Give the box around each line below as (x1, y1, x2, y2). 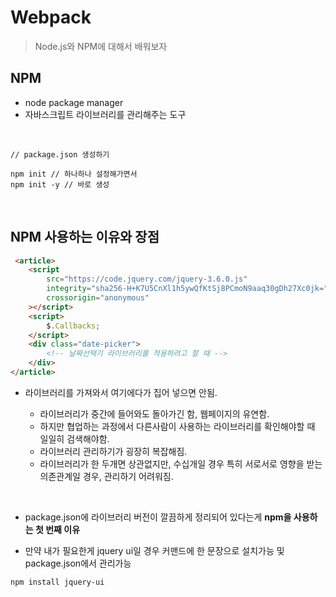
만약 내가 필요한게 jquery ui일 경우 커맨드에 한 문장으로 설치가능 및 (24, 544, 285, 556)
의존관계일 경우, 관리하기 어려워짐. (39, 470, 174, 482)
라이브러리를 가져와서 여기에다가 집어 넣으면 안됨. (24, 386, 218, 398)
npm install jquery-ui (10, 577, 105, 587)
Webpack (10, 6, 92, 29)
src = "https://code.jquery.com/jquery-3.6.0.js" (46, 274, 248, 285)
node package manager (24, 96, 124, 108)
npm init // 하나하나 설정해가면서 (10, 169, 138, 179)
